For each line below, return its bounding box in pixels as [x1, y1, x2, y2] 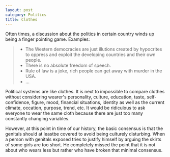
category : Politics [5, 12, 47, 17]
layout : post [5, 7, 33, 13]
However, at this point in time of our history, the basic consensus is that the [5, 125, 163, 132]
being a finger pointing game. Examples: [5, 36, 90, 42]
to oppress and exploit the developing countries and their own [25, 51, 156, 58]
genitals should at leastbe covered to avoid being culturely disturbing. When [5, 131, 165, 137]
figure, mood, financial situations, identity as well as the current [31, 99, 164, 106]
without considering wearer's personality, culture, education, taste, [5, 94, 146, 100]
